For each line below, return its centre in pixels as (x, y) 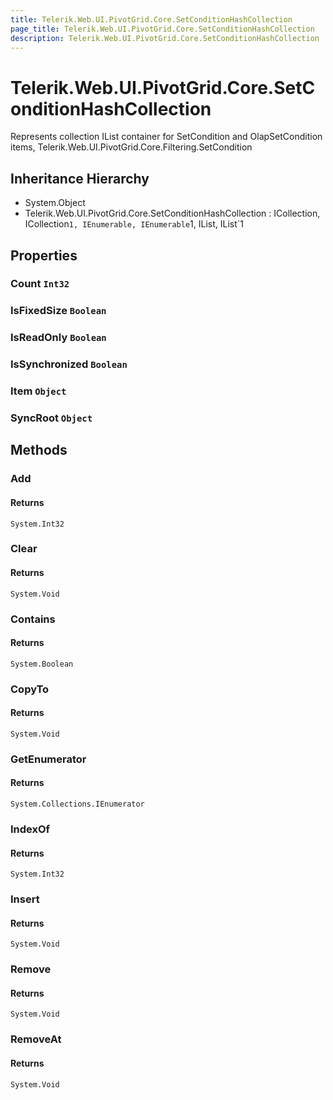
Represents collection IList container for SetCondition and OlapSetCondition (166, 137)
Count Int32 (40, 284)
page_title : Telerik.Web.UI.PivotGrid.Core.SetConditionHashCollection (162, 29)
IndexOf (30, 829)
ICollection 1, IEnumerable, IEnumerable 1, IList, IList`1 (134, 224)
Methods (39, 450)
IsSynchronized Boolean (69, 364)
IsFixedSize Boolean (58, 311)
